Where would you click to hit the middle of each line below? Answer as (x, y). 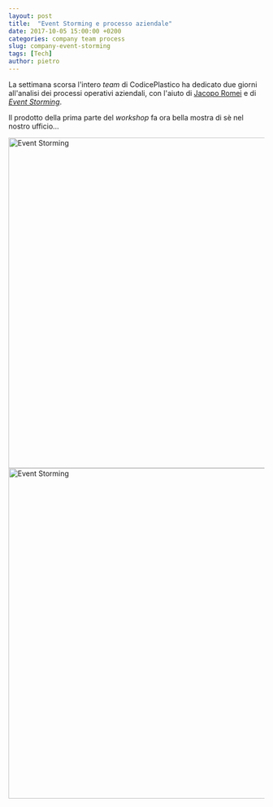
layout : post (30, 16)
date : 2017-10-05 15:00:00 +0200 (65, 31)
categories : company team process (67, 39)
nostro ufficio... (34, 126)
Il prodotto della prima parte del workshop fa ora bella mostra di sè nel (126, 117)
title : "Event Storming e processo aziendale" (91, 24)
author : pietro (34, 62)
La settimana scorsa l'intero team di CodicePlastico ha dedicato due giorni (133, 84)
